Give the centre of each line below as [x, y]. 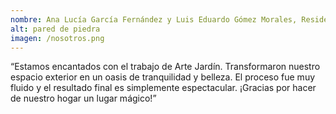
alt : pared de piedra [55, 29]
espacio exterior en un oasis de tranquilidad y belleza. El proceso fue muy [163, 77]
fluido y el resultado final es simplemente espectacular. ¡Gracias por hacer [163, 88]
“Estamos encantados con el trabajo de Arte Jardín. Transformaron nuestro [165, 67]
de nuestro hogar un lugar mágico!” [83, 98]
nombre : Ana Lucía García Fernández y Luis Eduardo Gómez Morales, [154, 19]
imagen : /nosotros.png [57, 38]
